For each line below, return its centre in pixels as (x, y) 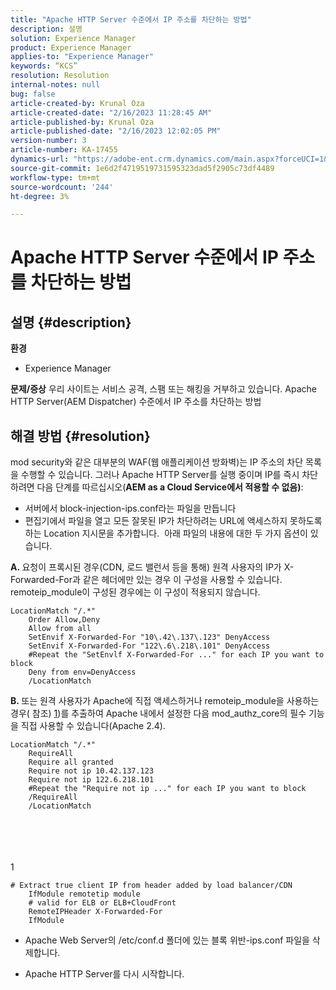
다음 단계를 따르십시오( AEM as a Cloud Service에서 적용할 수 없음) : (170, 487)
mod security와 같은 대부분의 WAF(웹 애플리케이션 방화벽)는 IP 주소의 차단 (157, 462)
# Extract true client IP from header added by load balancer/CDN (151, 886)
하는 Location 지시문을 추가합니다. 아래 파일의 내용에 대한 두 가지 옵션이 (166, 533)
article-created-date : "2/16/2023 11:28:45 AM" (111, 112)
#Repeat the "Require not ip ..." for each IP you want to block (167, 789)
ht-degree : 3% (40, 196)
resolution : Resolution (60, 76)
